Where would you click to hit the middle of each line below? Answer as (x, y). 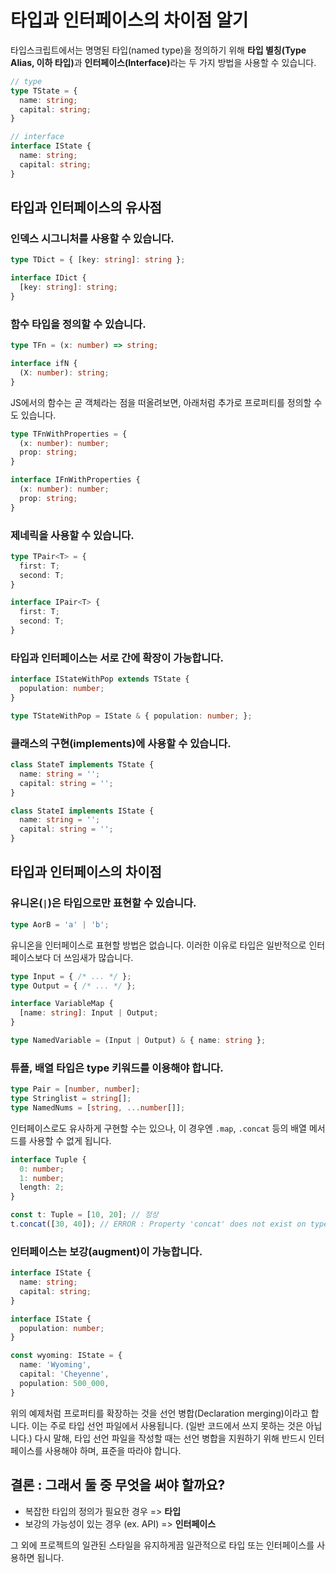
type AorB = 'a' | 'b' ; (60, 924)
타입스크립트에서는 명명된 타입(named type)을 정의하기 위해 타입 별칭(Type (158, 50)
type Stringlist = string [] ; (71, 1099)
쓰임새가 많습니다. (98, 957)
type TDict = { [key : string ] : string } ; (98, 260)
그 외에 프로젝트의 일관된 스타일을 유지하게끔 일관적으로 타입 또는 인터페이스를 (162, 1545)
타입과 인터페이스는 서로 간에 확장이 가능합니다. (117, 658)
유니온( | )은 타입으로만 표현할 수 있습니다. (103, 903)
